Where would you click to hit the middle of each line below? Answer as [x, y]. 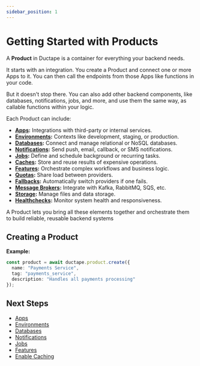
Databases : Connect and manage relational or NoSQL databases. [96, 143]
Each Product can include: [39, 118]
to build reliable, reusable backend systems [60, 218]
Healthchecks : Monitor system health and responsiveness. [88, 200]
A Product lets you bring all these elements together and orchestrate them [98, 212]
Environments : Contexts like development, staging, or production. [97, 136]
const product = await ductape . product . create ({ [68, 262]
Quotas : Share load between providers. [64, 175]
